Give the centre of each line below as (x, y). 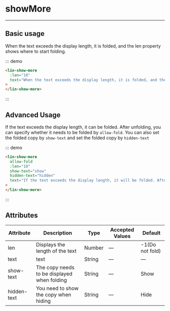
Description (58, 232)
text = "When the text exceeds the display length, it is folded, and (83, 80)
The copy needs (55, 267)
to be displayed (54, 274)
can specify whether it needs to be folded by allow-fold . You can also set (82, 132)
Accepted (122, 229)
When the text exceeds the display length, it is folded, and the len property (83, 46)
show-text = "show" (28, 171)
